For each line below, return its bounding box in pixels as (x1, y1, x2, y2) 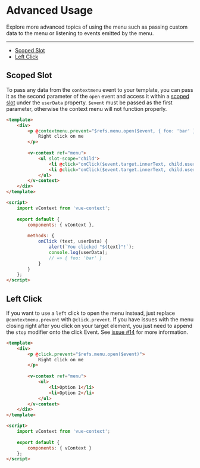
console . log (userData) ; (48, 249, 108, 255)
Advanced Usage (6, 4, 93, 17)
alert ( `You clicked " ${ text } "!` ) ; (48, 244, 135, 250)
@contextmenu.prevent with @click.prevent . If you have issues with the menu (6, 315, 194, 323)
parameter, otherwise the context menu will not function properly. (6, 105, 167, 112)
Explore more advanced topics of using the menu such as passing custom (6, 23, 188, 30)
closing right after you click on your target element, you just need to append (6, 322, 193, 329)
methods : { (27, 233, 55, 239)
